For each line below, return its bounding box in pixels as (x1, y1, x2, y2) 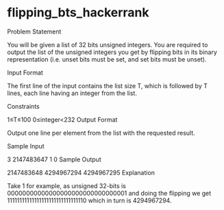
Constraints (7, 102, 40, 110)
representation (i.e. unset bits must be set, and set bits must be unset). (7, 55, 207, 63)
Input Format (7, 68, 43, 77)
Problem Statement (7, 27, 62, 36)
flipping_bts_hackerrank (7, 5, 149, 21)
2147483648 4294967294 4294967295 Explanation (7, 168, 155, 176)
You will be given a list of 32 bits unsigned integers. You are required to (7, 40, 208, 49)
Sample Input (7, 142, 45, 150)
